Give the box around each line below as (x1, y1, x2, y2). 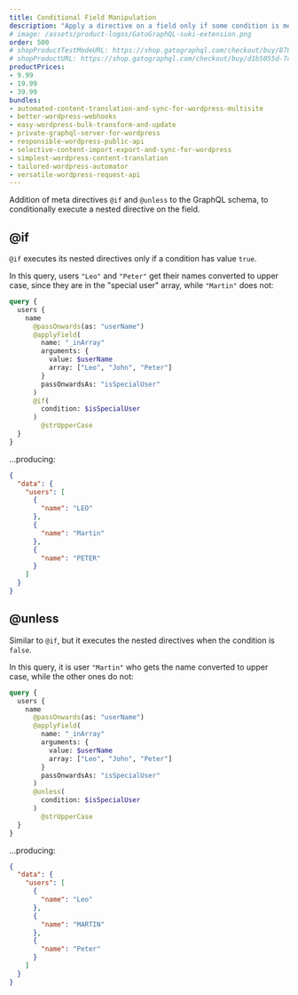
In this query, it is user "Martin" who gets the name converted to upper (9, 662, 269, 672)
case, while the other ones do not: (9, 670, 135, 681)
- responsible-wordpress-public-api (9, 137, 145, 146)
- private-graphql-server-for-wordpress (9, 129, 161, 138)
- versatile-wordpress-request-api (9, 170, 141, 179)
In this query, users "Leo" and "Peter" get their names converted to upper (9, 270, 279, 281)
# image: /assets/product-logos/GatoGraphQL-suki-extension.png (9, 29, 252, 38)
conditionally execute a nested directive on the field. (9, 204, 200, 214)
